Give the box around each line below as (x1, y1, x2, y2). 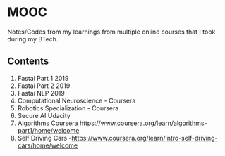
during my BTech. (7, 34, 59, 43)
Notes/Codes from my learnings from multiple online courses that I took (7, 27, 216, 36)
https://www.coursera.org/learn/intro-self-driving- (71, 134, 218, 142)
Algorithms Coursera (17, 119, 78, 127)
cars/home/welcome (17, 141, 78, 150)
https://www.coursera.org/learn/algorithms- (79, 119, 207, 127)
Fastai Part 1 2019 (17, 74, 69, 82)
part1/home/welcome (17, 126, 80, 134)
